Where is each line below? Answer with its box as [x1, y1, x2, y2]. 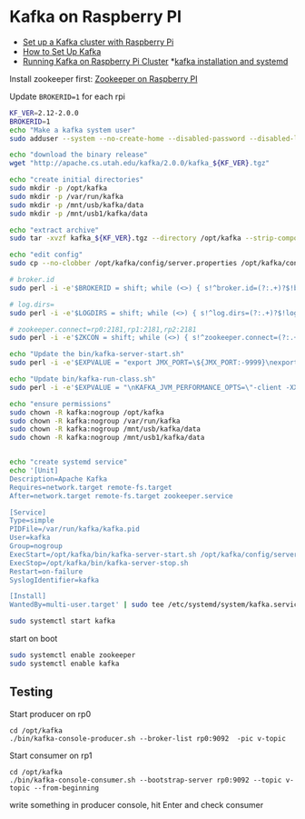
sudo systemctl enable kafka [9, 659, 120, 668]
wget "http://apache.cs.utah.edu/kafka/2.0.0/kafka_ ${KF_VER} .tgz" [9, 159, 271, 168]
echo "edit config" [9, 250, 84, 260]
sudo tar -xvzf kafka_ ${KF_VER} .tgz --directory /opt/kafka [9, 234, 242, 243]
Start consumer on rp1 [9, 750, 93, 761]
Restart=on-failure [9, 566, 84, 576]
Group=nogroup [9, 542, 64, 551]
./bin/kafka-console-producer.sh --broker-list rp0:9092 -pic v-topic [9, 734, 286, 743]
